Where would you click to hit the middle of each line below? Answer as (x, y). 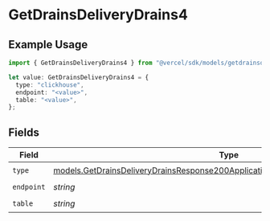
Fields (24, 132)
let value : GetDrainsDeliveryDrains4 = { (79, 77)
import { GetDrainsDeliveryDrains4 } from (80, 63)
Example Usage (48, 45)
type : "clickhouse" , (50, 85)
